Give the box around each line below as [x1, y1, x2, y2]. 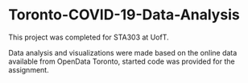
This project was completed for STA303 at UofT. [8, 32, 169, 42]
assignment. [8, 64, 50, 74]
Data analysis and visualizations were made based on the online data [8, 48, 238, 57]
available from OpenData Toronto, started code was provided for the [8, 56, 235, 66]
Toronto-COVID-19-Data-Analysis [8, 6, 240, 24]
